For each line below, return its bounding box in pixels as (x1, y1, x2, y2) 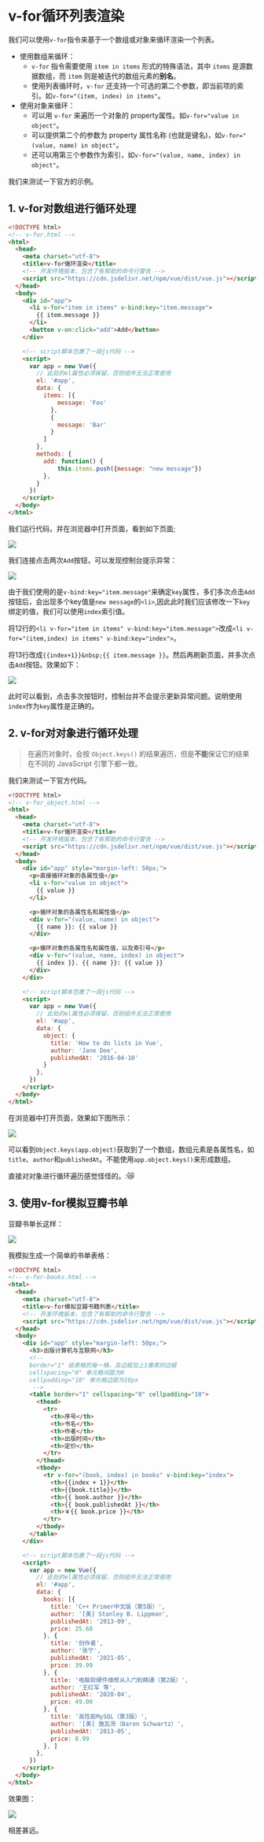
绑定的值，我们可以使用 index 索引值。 (8, 606, 130, 616)
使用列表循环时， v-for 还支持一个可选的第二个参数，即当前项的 (31, 80, 237, 91)
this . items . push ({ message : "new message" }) (57, 464, 202, 473)
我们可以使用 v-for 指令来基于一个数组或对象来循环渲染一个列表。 (8, 35, 218, 44)
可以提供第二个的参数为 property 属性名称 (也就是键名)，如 (31, 130, 222, 140)
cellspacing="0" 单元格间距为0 (28, 1368, 124, 1376)
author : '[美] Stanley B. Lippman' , (49, 1609, 169, 1618)
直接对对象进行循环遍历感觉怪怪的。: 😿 (8, 1171, 135, 1181)
